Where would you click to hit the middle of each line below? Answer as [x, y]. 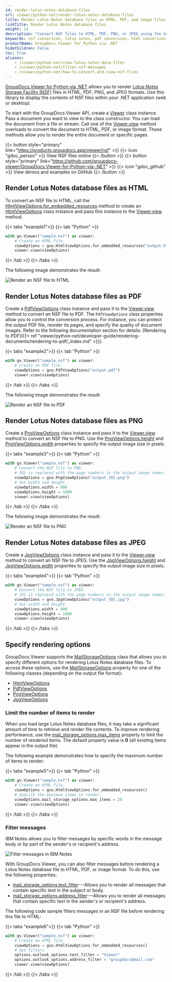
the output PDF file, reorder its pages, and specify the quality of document [84, 325]
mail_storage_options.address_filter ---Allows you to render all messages [89, 895]
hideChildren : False [27, 48]
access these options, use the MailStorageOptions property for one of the [83, 668]
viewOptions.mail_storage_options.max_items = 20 [69, 799]
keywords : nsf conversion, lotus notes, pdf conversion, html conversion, [87, 39]
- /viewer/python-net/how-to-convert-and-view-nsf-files [77, 72]
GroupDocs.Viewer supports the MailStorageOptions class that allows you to [86, 657]
